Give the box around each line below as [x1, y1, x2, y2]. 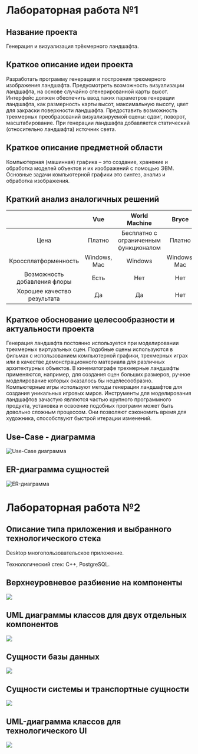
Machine [126, 219, 152, 227]
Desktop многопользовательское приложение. [6, 549, 124, 556]
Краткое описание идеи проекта [6, 60, 134, 70]
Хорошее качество [16, 287, 72, 296]
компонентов [6, 619, 59, 630]
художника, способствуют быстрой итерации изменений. [6, 415, 152, 422]
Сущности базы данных [6, 651, 100, 661]
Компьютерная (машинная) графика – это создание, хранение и [6, 158, 169, 165]
